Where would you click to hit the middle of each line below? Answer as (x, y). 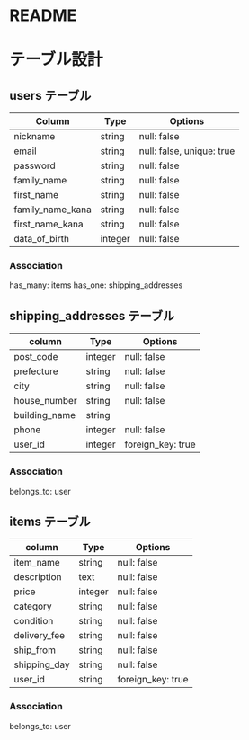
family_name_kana (53, 210)
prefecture (36, 371)
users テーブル (50, 95)
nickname (35, 137)
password (35, 165)
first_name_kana (49, 224)
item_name (37, 563)
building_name (45, 415)
